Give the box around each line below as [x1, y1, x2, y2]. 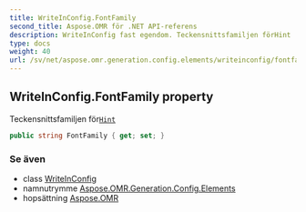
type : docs [9, 38, 51, 48]
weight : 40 [9, 47, 51, 56]
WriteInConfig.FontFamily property [9, 89, 214, 105]
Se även [9, 152, 46, 165]
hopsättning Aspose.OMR [22, 192, 119, 203]
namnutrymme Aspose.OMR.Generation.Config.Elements [22, 183, 236, 194]
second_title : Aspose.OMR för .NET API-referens [9, 22, 198, 31]
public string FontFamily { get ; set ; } [9, 131, 166, 140]
